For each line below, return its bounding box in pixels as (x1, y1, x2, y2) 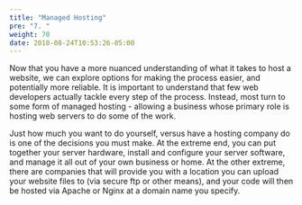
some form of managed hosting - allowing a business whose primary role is (9, 101, 290, 112)
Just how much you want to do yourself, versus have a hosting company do (9, 128, 290, 139)
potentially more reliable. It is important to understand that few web (9, 82, 259, 93)
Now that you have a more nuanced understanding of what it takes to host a (9, 63, 291, 74)
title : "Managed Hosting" (9, 13, 106, 22)
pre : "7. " (9, 22, 50, 31)
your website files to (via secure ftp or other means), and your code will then (9, 176, 294, 187)
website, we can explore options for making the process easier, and (9, 73, 261, 84)
